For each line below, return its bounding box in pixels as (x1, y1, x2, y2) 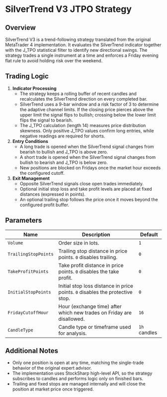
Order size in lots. (58, 239, 99, 246)
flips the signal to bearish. (19, 117, 73, 123)
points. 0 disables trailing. (58, 254, 118, 261)
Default (140, 231, 158, 238)
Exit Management (12, 175, 50, 181)
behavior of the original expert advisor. (12, 365, 92, 371)
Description (82, 231, 110, 238)
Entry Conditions (12, 138, 49, 144)
